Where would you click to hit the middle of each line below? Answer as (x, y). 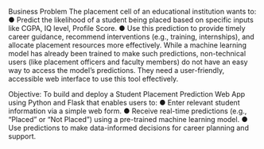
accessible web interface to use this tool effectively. (93, 79)
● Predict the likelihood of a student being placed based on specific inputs (131, 20)
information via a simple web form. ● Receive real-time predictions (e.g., (128, 111)
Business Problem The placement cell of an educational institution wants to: (132, 11)
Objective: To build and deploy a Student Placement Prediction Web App (127, 94)
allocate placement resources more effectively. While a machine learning (127, 45)
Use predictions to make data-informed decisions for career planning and (128, 128)
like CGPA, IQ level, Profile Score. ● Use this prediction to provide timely (127, 28)
